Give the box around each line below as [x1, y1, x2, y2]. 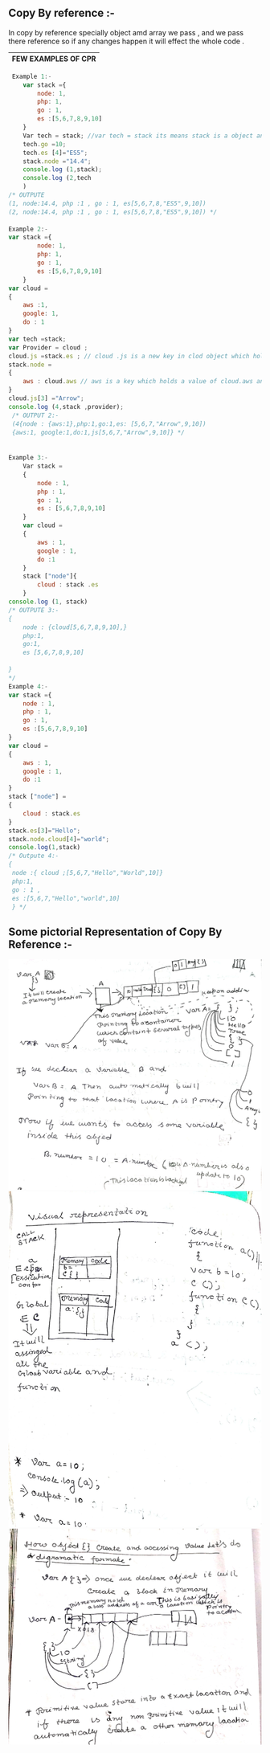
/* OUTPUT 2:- [11, 411, 59, 419]
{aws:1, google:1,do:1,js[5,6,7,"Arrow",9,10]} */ [11, 428, 185, 436]
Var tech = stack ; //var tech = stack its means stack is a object [22, 132, 253, 140]
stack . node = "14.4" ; [22, 157, 92, 165]
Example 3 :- [8, 454, 48, 462]
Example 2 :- [8, 225, 48, 233]
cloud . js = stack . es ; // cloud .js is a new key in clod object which [8, 352, 250, 360]
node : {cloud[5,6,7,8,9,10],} [22, 623, 128, 631]
